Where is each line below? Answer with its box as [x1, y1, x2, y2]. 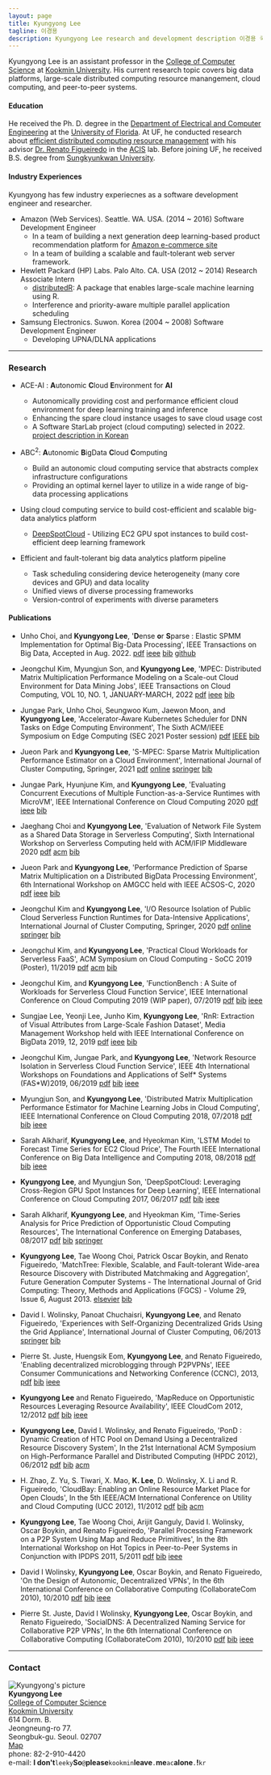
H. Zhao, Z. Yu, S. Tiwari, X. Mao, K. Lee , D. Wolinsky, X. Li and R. [19, 1475, 238, 1485]
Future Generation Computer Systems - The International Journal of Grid [19, 1277, 262, 1287]
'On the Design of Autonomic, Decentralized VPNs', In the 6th [19, 1575, 224, 1585]
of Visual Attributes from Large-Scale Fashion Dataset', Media [19, 1020, 226, 1029]
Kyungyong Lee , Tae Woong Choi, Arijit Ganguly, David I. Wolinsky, [19, 1517, 244, 1527]
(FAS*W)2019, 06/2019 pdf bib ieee [19, 1078, 140, 1088]
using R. [31, 291, 60, 301]
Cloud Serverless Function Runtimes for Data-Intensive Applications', [19, 912, 250, 922]
